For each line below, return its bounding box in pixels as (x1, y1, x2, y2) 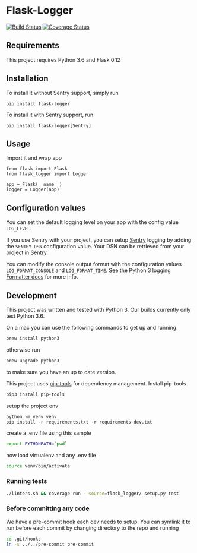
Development (6, 290, 58, 301)
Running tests (6, 477, 47, 485)
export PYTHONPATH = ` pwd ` (6, 441, 68, 447)
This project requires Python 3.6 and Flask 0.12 (6, 56, 120, 63)
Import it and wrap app (6, 154, 62, 162)
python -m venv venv (6, 413, 58, 419)
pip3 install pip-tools (6, 391, 65, 397)
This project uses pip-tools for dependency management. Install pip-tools (6, 380, 186, 387)
